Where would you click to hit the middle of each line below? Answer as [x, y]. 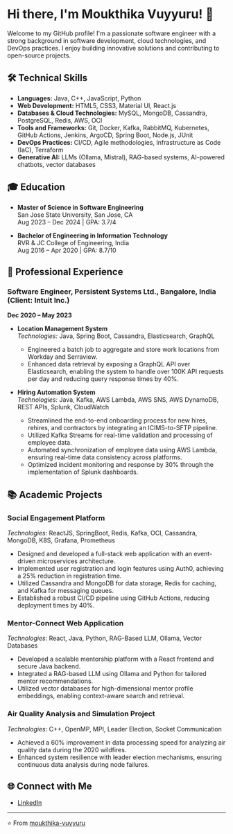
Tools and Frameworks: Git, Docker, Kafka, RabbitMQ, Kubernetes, [113, 127]
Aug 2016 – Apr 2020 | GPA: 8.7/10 [67, 250]
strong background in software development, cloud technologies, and [107, 40]
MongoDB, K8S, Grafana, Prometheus [61, 540]
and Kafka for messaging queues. [66, 590]
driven [26, 561]
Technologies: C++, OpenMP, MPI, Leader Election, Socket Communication [114, 729]
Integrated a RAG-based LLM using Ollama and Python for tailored [112, 674]
